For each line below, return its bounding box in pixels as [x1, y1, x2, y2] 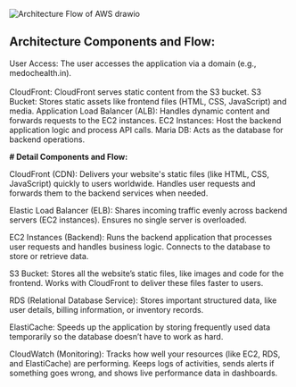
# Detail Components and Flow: [9, 151, 128, 162]
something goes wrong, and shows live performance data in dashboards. [9, 367, 278, 378]
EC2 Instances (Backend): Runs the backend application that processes [9, 231, 273, 242]
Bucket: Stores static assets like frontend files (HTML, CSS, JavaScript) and [9, 96, 287, 106]
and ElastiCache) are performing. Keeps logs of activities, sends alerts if [9, 358, 275, 368]
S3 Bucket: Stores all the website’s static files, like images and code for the [9, 268, 284, 279]
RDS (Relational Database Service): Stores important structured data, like [9, 295, 277, 306]
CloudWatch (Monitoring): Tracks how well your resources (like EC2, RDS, [9, 349, 281, 359]
